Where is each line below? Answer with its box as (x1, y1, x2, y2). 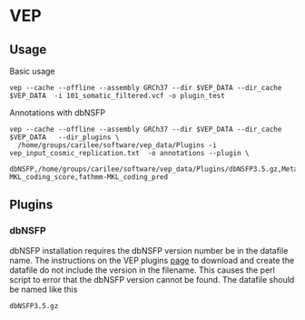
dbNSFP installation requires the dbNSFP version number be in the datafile (9, 245, 289, 255)
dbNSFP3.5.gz (9, 301, 59, 310)
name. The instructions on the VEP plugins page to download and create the (9, 255, 295, 265)
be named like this (9, 284, 78, 295)
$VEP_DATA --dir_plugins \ (9, 133, 120, 142)
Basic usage (9, 65, 56, 76)
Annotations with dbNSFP (9, 107, 106, 118)
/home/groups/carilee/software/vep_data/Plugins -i (17, 141, 218, 150)
